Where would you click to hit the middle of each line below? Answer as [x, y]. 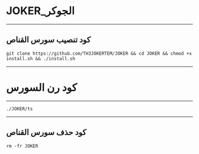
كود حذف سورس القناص [46, 132]
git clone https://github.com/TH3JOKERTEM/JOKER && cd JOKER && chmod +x [99, 53]
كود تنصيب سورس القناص [48, 40]
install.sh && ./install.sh [41, 58]
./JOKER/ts [20, 109]
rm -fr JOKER [22, 146]
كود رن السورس [42, 87]
